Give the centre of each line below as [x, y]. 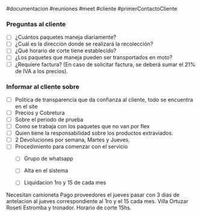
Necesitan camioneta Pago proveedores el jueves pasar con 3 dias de [93, 195]
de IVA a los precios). [41, 71]
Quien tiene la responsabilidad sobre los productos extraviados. [94, 133]
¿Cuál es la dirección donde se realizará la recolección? [84, 44]
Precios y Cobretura [40, 113]
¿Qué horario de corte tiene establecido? [66, 51]
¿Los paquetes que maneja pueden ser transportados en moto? [94, 58]
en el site [26, 106]
